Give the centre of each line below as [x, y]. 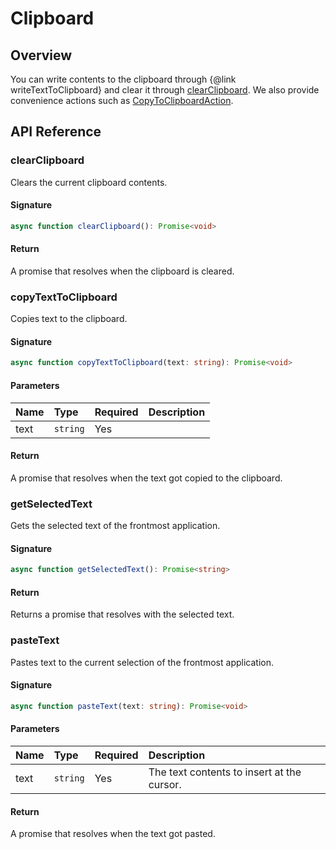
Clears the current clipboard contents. [89, 182]
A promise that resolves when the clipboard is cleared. [122, 271]
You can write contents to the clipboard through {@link [123, 79]
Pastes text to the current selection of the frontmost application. [142, 662]
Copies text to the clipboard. [69, 319]
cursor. [165, 784]
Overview [41, 55]
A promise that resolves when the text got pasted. [113, 834]
